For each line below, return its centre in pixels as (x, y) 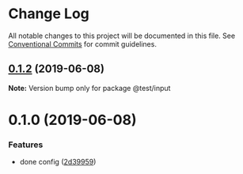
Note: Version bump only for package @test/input (89, 88)
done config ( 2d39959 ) (58, 162)
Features (26, 145)
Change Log (49, 14)
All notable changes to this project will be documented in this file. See (122, 36)
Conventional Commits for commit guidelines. (82, 43)
